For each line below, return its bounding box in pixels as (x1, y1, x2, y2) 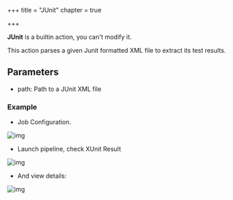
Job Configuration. (17, 118, 72, 126)
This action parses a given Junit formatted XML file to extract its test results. (7, 47, 226, 54)
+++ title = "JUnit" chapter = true (7, 6, 102, 14)
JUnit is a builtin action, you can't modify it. (7, 33, 132, 41)
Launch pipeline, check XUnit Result (17, 145, 122, 153)
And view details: (17, 172, 67, 180)
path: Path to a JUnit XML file (17, 85, 102, 93)
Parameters (7, 66, 59, 78)
